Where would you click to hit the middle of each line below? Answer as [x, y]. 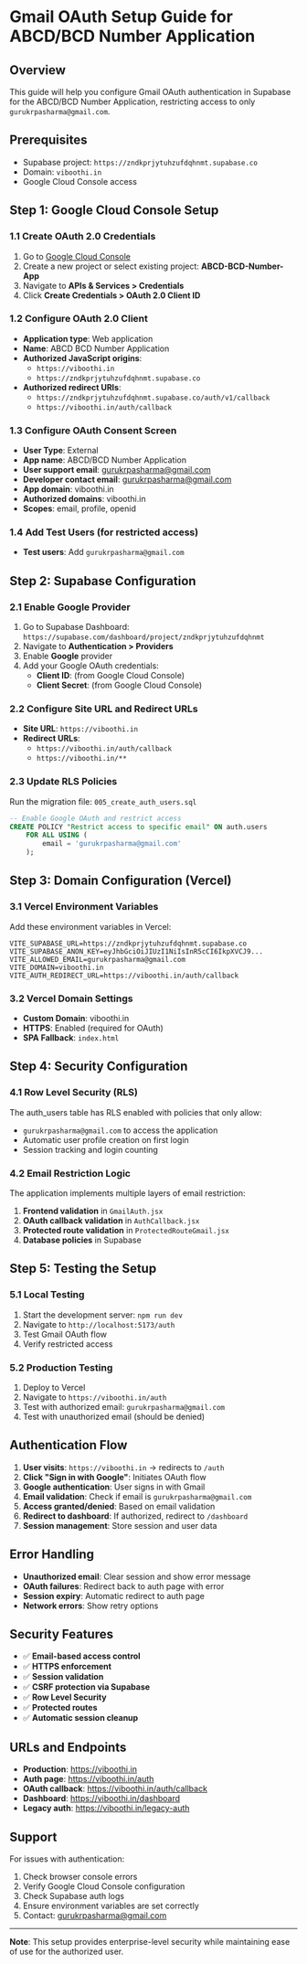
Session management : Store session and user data [120, 1525]
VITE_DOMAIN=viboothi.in [57, 967]
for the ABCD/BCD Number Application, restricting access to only [132, 101]
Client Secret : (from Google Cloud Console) [119, 685]
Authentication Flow [69, 1445]
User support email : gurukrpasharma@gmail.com [117, 470]
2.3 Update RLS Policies [64, 782]
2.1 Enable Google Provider [70, 607]
